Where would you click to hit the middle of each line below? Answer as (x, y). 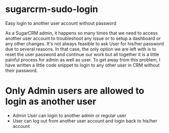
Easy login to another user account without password (61, 23)
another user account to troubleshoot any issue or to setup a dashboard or (83, 38)
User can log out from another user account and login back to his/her (85, 121)
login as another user (51, 102)
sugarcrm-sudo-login (52, 9)
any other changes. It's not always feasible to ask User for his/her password (85, 43)
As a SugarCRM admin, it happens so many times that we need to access (81, 33)
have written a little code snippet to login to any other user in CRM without (82, 65)
